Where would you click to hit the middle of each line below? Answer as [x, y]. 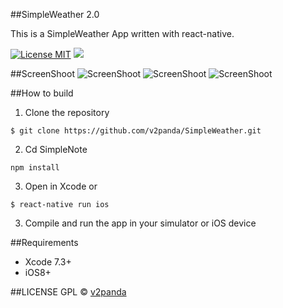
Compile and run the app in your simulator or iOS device [140, 223]
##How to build [42, 93]
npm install [35, 168]
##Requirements [44, 242]
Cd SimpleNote [56, 149]
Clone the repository [67, 112]
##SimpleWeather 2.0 [55, 14]
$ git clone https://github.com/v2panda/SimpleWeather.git [136, 131]
